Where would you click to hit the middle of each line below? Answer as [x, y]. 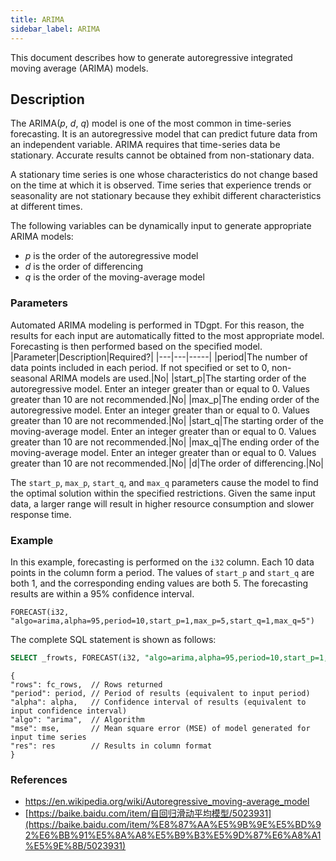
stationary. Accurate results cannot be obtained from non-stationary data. [162, 155]
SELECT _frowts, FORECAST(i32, [75, 657]
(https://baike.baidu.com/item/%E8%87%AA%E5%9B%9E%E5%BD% [170, 825]
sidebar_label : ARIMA [55, 29]
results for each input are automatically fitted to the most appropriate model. [167, 335]
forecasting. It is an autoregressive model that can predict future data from [164, 134]
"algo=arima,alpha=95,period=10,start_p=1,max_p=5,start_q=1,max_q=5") [162, 621]
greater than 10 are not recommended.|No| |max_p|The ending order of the [165, 399]
